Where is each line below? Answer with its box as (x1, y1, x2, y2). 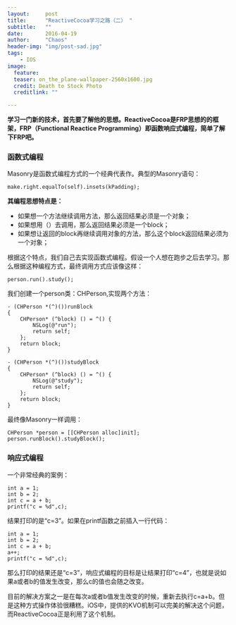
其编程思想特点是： (7, 197, 63, 205)
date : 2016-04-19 (7, 30, 77, 37)
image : (7, 63, 27, 70)
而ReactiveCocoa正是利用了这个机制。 (7, 609, 120, 618)
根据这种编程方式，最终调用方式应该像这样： (13, 262, 143, 271)
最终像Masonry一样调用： (7, 415, 82, 423)
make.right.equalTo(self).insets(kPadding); (7, 184, 140, 191)
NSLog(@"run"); (32, 322, 77, 329)
